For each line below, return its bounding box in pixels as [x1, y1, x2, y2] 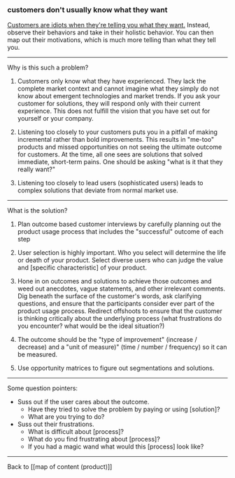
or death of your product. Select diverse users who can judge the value [17, 256, 224, 265]
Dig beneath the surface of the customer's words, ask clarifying [17, 292, 201, 300]
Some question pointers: [7, 384, 78, 392]
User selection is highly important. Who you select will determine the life [17, 248, 226, 257]
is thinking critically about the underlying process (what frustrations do [17, 314, 222, 323]
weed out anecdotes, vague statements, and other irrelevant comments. [17, 284, 226, 293]
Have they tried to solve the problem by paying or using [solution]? [27, 405, 220, 413]
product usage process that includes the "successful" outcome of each [17, 227, 224, 236]
